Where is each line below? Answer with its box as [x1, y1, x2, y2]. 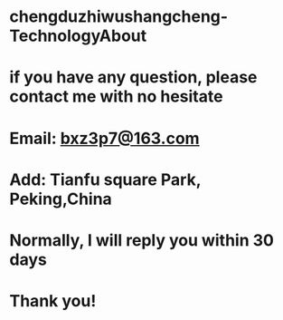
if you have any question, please [9, 67, 258, 88]
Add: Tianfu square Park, [9, 170, 202, 189]
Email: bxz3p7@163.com [9, 128, 201, 149]
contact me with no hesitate [9, 86, 223, 107]
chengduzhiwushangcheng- [9, 6, 229, 27]
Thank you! [9, 291, 97, 312]
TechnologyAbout [9, 25, 147, 46]
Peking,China [9, 189, 113, 209]
